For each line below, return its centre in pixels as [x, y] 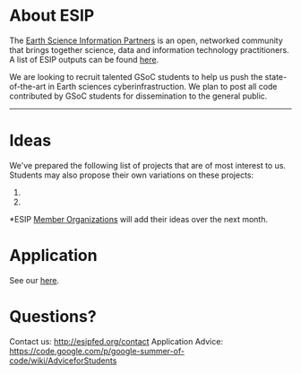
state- [276, 76]
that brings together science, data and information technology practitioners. [149, 49]
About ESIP [52, 16]
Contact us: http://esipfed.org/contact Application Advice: [116, 341]
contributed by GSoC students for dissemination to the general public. [138, 96]
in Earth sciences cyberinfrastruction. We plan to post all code [163, 86]
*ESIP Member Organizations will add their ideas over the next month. [139, 219]
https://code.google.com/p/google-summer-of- [97, 351]
